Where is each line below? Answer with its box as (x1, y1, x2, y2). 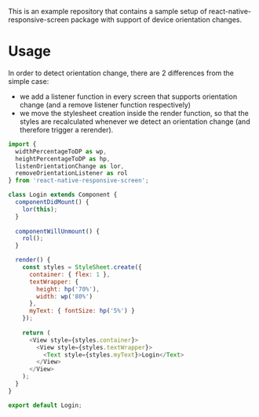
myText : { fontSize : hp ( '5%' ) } (28, 307, 135, 315)
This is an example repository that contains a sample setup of (8, 7, 207, 16)
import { (8, 140, 37, 148)
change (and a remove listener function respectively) (19, 100, 191, 109)
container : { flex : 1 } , (28, 270, 111, 278)
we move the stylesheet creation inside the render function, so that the (19, 108, 249, 118)
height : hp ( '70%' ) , (36, 285, 100, 293)
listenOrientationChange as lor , (15, 162, 125, 170)
